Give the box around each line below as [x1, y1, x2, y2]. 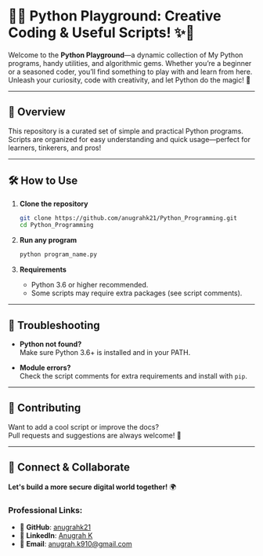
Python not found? [19, 339, 82, 349]
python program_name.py [19, 251, 98, 258]
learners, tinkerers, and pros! [8, 143, 102, 152]
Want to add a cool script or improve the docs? [8, 422, 159, 431]
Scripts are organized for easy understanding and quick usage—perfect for [8, 134, 250, 144]
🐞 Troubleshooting [8, 318, 100, 332]
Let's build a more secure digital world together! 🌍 [8, 482, 177, 492]
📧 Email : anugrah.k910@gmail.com [19, 539, 132, 548]
